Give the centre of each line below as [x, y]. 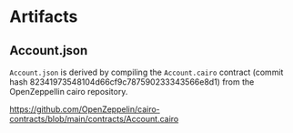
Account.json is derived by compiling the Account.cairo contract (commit [146, 72]
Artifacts [44, 17]
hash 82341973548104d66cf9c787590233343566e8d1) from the [132, 82]
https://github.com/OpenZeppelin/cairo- [85, 109]
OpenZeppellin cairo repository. [69, 92]
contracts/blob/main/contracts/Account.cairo [94, 119]
